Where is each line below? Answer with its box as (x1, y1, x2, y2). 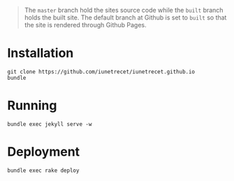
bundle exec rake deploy (7, 167, 80, 174)
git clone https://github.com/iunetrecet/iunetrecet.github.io (7, 68, 196, 75)
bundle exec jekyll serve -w (7, 120, 92, 128)
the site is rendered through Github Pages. (24, 21, 147, 29)
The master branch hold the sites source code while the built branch (24, 6, 224, 14)
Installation (7, 45, 74, 61)
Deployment (7, 144, 80, 160)
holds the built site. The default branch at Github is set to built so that (24, 13, 227, 22)
